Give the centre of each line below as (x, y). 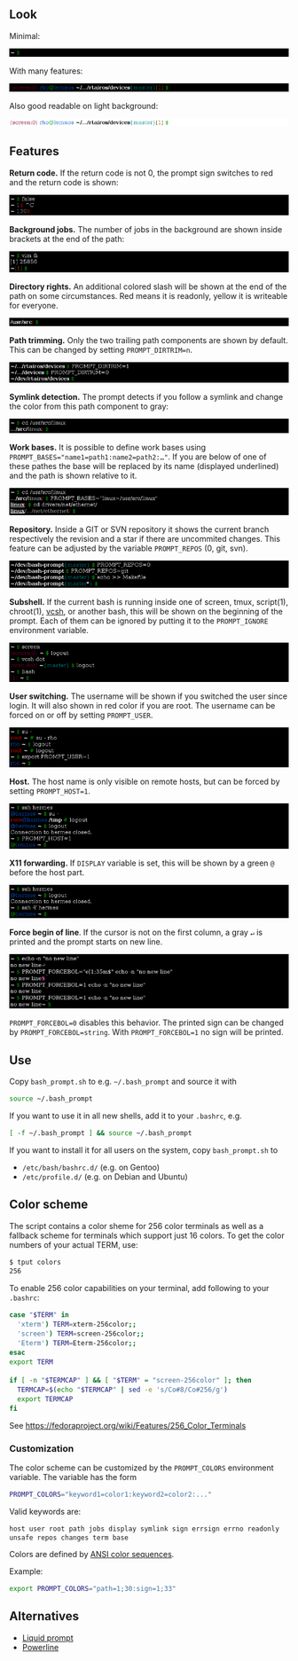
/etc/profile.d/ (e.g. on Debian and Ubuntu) (105, 1176)
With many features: (46, 71)
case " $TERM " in (39, 1315)
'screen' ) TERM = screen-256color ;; (81, 1334)
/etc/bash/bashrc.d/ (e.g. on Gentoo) (91, 1167)
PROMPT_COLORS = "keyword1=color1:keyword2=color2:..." (111, 1495)
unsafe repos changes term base (69, 1538)
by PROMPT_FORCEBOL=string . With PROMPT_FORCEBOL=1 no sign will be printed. (146, 1032)
